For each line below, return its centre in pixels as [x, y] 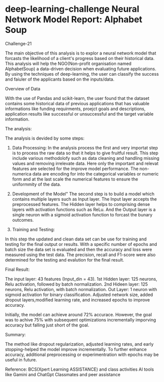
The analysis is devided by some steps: [45, 138]
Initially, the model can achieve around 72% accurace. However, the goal [79, 314]
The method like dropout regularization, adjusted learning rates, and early [79, 344]
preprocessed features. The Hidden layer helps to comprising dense [81, 204]
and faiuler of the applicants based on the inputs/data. [60, 79]
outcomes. [23, 220]
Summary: [15, 334]
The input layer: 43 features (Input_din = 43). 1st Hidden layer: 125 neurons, [81, 279]
